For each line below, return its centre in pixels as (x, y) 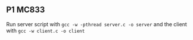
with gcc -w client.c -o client (46, 30)
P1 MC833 (26, 10)
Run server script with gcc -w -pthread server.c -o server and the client (97, 24)
